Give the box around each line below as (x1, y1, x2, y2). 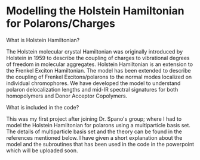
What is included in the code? (6, 103, 79, 111)
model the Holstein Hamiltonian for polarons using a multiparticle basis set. (6, 121, 191, 128)
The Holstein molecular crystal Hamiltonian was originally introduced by (6, 48, 183, 55)
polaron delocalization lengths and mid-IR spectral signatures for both (6, 86, 179, 93)
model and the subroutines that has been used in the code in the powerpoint (6, 140, 195, 148)
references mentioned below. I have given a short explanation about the (6, 134, 183, 141)
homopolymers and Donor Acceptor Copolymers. (6, 92, 128, 99)
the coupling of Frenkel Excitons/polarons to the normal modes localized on (6, 73, 192, 80)
